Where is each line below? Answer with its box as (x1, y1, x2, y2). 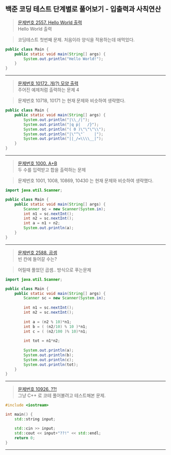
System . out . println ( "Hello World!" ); (23, 56, 103, 61)
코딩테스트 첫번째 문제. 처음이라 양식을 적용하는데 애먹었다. (17, 36, 135, 42)
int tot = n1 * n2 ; (23, 338, 60, 343)
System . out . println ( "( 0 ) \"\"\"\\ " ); (23, 127, 106, 132)
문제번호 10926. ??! (17, 386, 57, 392)
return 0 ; (14, 435, 36, 440)
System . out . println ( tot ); (23, 362, 79, 367)
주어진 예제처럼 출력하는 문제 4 (17, 87, 80, 93)
